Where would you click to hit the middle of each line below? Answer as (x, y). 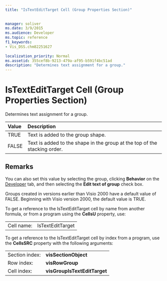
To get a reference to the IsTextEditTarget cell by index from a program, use (83, 238)
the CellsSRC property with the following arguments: (59, 243)
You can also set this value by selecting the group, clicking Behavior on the (82, 179)
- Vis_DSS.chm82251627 (29, 47)
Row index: (20, 263)
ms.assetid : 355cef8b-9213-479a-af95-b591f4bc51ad (59, 61)
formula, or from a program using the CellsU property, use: (65, 214)
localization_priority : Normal (38, 56)
